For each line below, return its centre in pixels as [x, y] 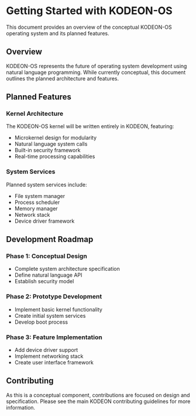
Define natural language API [48, 275]
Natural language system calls [51, 144]
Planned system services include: [47, 184]
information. [21, 407]
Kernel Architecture [35, 114]
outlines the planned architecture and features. [63, 78]
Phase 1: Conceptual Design [47, 256]
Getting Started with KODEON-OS [89, 11]
